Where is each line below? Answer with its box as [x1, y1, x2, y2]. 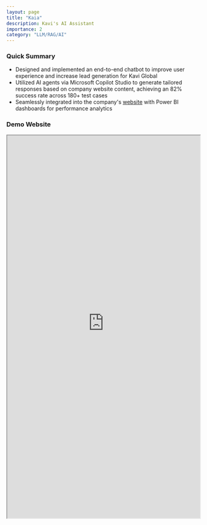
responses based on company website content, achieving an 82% [15, 85, 183, 93]
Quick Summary [6, 52, 56, 61]
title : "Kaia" [6, 15, 43, 21]
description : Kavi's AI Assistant [6, 20, 95, 26]
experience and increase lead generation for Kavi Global [15, 72, 158, 80]
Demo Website [6, 120, 51, 129]
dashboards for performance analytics [15, 105, 113, 112]
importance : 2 [6, 26, 43, 32]
